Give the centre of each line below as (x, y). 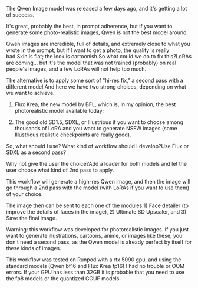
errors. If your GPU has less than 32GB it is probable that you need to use (95, 272)
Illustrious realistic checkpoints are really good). (73, 135)
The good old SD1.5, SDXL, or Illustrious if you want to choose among (99, 122)
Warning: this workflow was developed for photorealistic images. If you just (98, 229)
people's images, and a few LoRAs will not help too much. (76, 69)
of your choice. (24, 194)
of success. (20, 15)
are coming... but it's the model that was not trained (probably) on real (91, 63)
